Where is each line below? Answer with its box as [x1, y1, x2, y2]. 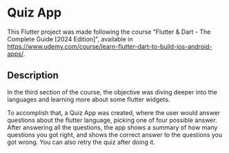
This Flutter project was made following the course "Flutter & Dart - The [7, 28, 211, 36]
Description [7, 70, 59, 81]
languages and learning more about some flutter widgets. [7, 95, 170, 103]
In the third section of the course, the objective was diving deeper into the [7, 88, 217, 96]
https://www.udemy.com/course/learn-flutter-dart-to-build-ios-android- [7, 42, 212, 50]
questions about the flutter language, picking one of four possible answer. [7, 116, 217, 124]
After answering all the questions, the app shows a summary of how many [7, 123, 218, 132]
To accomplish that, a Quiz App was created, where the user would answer [7, 108, 221, 116]
